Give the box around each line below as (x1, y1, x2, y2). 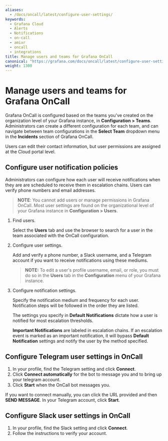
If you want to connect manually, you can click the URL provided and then (5, 391, 157, 397)
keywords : (5, 17, 26, 22)
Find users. (12, 217, 36, 224)
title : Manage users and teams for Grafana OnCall (5, 54, 113, 59)
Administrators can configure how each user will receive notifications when (5, 176, 161, 182)
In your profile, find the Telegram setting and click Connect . (12, 366, 136, 372)
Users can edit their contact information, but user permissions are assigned (5, 144, 161, 150)
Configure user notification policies (5, 163, 118, 172)
